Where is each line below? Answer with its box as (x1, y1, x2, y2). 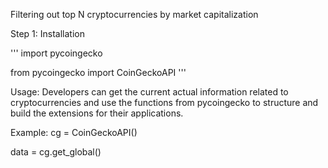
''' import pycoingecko (10, 47, 103, 59)
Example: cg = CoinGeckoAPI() (10, 127, 138, 138)
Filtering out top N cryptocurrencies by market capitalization (10, 9, 259, 20)
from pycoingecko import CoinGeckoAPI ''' (10, 67, 187, 78)
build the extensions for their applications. (10, 107, 184, 119)
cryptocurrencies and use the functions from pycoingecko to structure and (10, 97, 319, 108)
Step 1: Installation (10, 28, 85, 39)
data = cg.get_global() (10, 146, 102, 158)
